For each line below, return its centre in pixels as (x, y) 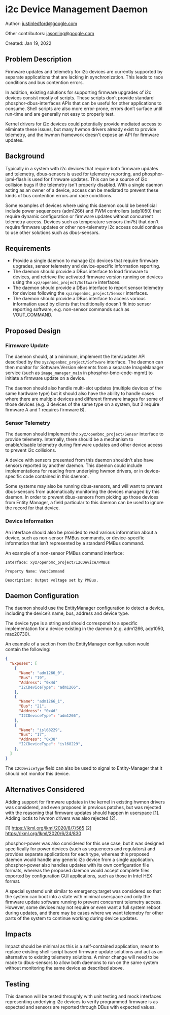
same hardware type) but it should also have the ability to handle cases (80, 394)
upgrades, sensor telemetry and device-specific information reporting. (87, 266)
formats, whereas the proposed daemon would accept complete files (77, 870)
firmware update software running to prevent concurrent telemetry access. (84, 902)
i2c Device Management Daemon (77, 9)
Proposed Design (33, 331)
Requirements (28, 248)
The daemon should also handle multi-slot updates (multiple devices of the (84, 388)
